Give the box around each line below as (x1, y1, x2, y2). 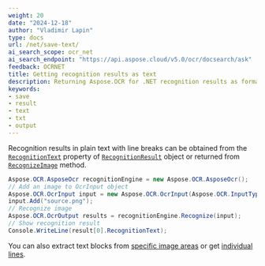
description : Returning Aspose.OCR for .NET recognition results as (8, 77, 238, 85)
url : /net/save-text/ (8, 41, 80, 49)
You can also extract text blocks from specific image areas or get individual (8, 241, 253, 250)
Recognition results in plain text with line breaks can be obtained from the (8, 143, 248, 152)
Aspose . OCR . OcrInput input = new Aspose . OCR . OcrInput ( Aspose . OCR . (8, 190, 231, 198)
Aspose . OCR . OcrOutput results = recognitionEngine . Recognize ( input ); (8, 212, 242, 220)
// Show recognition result (8, 219, 101, 227)
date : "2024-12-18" (8, 19, 73, 27)
